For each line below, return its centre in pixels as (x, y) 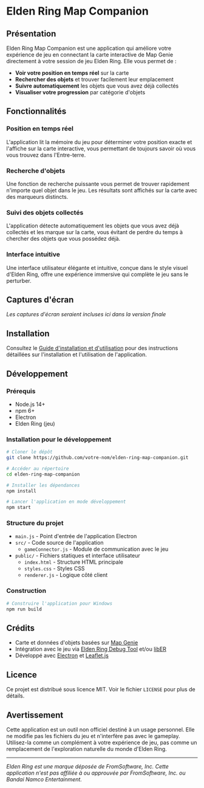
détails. (15, 696)
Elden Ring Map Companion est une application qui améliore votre (89, 48)
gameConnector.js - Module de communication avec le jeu (96, 549)
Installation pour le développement (59, 439)
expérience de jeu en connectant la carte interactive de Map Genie (90, 55)
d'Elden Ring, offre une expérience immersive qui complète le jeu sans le (97, 274)
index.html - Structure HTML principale (73, 562)
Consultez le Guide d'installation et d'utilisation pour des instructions (92, 348)
